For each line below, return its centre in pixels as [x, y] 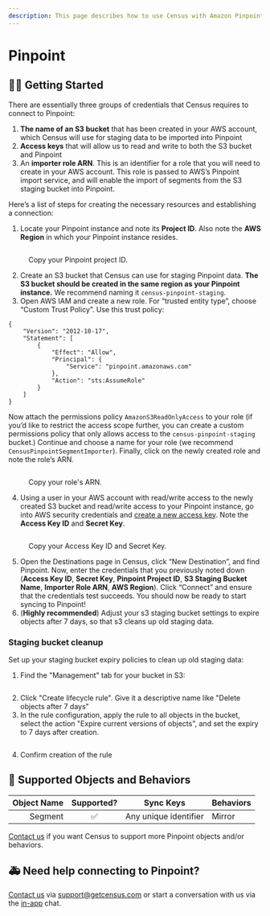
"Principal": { [77, 359]
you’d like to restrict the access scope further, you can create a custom [126, 425]
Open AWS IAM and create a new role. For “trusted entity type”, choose [138, 301]
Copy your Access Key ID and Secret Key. [98, 546]
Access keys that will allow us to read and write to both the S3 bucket [136, 146]
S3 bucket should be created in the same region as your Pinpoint [130, 283]
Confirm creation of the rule [66, 754]
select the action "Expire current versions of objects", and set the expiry [139, 723]
